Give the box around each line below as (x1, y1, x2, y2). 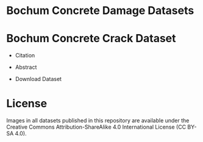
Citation (15, 52, 35, 59)
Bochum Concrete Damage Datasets (6, 4, 194, 18)
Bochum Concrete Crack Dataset (6, 32, 176, 46)
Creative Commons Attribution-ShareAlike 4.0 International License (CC (6, 123, 187, 131)
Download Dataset (15, 76, 62, 83)
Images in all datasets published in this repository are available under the (6, 117, 190, 124)
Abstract (15, 63, 37, 71)
